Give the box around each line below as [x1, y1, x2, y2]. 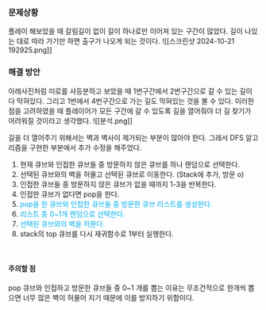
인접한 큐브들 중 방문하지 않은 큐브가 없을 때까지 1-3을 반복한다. [19, 179, 217, 189]
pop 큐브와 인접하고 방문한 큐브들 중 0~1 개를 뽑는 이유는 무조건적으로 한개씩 [8, 283, 247, 293]
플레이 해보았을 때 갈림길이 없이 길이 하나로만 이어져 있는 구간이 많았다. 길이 [8, 26, 244, 36]
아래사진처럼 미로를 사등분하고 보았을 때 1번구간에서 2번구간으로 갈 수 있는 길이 [8, 86, 253, 96]
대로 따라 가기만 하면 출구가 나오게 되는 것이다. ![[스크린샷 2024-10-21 [16, 36, 235, 46]
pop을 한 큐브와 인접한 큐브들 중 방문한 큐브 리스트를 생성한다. [19, 199, 213, 209]
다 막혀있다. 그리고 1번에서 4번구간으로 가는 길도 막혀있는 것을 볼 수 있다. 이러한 [8, 96, 255, 105]
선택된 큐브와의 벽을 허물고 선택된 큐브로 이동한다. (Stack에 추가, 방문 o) [19, 169, 245, 179]
